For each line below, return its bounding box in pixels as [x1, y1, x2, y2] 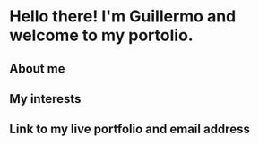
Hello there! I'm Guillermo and [9, 6, 237, 27]
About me [9, 61, 65, 76]
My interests [9, 91, 82, 107]
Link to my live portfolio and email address [9, 122, 251, 137]
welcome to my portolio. [9, 25, 194, 46]
